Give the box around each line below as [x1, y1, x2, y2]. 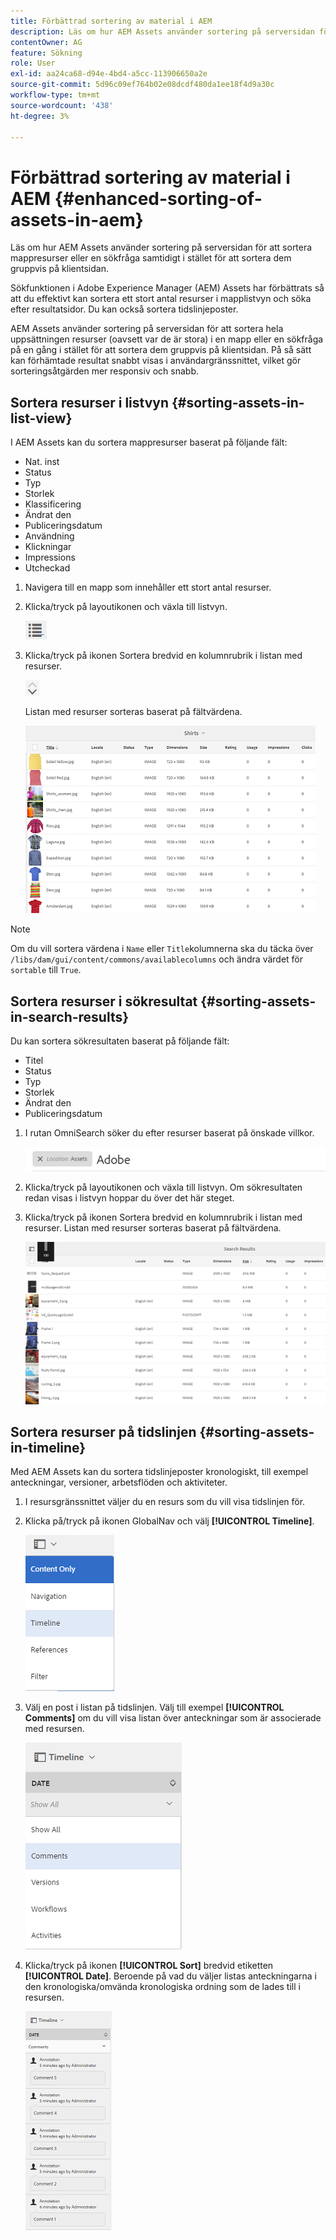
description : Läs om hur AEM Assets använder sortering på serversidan [10, 26, 315, 37]
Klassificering [24, 498, 82, 510]
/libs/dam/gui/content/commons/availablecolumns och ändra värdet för [10, 953, 304, 965]
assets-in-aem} [10, 208, 144, 231]
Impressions [24, 551, 76, 564]
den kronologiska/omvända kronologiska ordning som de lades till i [24, 1981, 301, 1993]
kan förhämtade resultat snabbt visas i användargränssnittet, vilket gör [10, 355, 302, 367]
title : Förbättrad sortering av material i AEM [10, 16, 213, 26]
